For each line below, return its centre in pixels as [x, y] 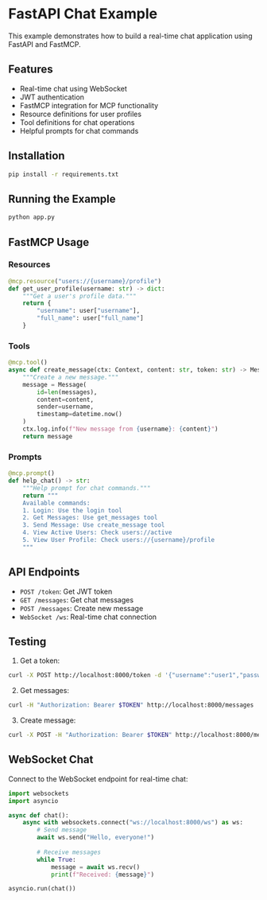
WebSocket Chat [51, 760]
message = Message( [55, 384]
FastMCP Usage [49, 242]
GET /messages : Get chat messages [76, 600]
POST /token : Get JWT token [66, 591]
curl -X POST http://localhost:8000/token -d [85, 676]
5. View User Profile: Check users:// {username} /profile [119, 540]
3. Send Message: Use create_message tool [94, 525]
